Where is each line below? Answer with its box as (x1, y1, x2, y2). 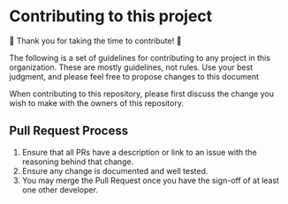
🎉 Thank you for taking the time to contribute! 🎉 (9, 35, 182, 46)
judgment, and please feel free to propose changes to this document (9, 71, 259, 81)
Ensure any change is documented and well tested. (21, 165, 208, 176)
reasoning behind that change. (21, 156, 134, 167)
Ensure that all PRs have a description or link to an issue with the (21, 147, 258, 157)
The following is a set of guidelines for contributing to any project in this (9, 52, 271, 63)
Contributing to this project (9, 6, 213, 26)
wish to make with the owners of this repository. (9, 97, 184, 108)
